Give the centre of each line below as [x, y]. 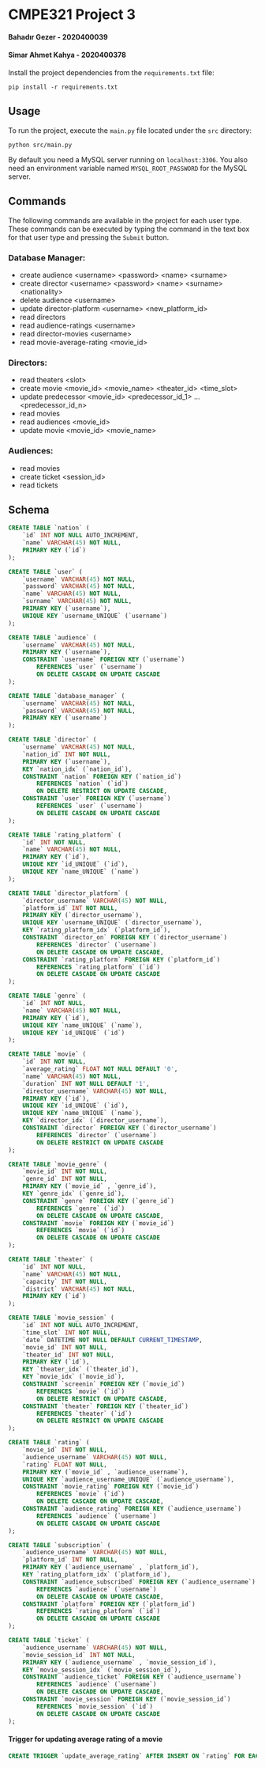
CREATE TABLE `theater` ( [50, 1260]
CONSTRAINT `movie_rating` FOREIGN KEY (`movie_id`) [111, 1487]
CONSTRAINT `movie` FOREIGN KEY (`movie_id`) [99, 1223]
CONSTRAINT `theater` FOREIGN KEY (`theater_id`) [106, 1406]
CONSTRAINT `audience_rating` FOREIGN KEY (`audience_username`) [132, 1509]
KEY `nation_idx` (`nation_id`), [77, 769]
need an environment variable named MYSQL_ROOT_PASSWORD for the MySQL [128, 168]
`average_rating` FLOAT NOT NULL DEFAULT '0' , [100, 1069]
